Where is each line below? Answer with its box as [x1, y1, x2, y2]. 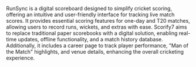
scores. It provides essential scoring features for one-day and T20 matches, [6, 17, 191, 24]
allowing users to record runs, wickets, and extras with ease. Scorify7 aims [6, 23, 187, 30]
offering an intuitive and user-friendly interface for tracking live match [6, 11, 175, 18]
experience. [6, 55, 35, 61]
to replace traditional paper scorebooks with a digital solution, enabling [6, 30, 178, 37]
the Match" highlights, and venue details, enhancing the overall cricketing [6, 48, 184, 55]
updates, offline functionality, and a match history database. [18, 36, 163, 43]
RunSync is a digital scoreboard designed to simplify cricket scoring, [6, 5, 172, 12]
